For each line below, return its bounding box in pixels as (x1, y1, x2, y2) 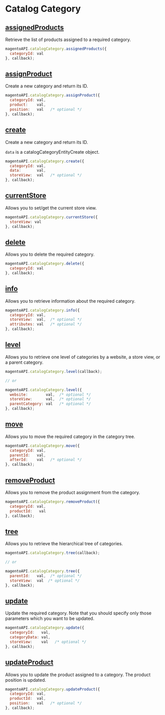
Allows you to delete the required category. (5, 251, 95, 258)
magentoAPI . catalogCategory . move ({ (5, 443, 80, 448)
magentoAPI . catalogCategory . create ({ (5, 159, 85, 164)
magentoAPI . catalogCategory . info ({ (5, 308, 80, 313)
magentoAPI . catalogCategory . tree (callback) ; (5, 550, 100, 556)
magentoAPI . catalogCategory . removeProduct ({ (5, 499, 100, 504)
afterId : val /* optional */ (10, 457, 82, 462)
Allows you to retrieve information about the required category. (5, 298, 136, 304)
